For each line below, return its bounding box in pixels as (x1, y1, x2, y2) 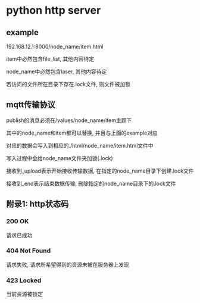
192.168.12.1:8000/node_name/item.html (6, 43, 104, 50)
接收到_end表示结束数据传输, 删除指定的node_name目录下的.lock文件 (6, 180, 176, 187)
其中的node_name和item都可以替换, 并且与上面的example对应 (6, 129, 158, 136)
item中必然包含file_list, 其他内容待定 (6, 55, 94, 63)
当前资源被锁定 (6, 290, 43, 298)
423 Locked (6, 276, 42, 285)
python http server (6, 4, 101, 17)
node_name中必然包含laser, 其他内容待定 (6, 68, 107, 75)
